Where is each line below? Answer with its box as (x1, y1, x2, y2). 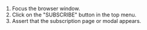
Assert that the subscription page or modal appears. (11, 18, 142, 24)
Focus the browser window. (11, 5, 80, 12)
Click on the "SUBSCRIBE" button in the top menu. (11, 11, 137, 18)
